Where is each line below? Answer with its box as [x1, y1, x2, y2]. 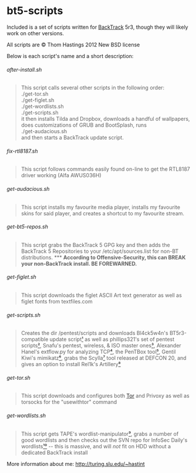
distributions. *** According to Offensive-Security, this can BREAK [21, 254, 186, 261]
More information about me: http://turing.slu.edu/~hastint [6, 460, 146, 467]
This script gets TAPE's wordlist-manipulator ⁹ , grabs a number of [21, 430, 179, 437]
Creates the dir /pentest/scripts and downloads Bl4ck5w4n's [21, 330, 169, 337]
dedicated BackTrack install [21, 449, 88, 456]
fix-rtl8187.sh [6, 147, 38, 154]
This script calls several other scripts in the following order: [21, 84, 165, 92]
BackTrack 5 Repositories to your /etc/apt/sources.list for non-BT [21, 248, 179, 255]
